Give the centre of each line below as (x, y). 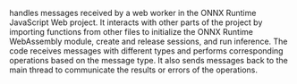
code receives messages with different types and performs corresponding (146, 51)
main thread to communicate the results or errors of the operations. (133, 70)
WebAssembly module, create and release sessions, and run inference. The (148, 41)
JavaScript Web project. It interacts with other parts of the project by (136, 22)
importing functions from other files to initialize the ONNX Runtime (131, 32)
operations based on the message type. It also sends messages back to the (148, 60)
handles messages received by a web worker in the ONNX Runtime (133, 13)
